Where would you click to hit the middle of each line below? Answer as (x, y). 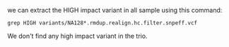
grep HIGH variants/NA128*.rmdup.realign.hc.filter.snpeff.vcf (102, 23)
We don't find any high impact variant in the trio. (77, 36)
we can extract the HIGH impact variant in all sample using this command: (115, 10)
